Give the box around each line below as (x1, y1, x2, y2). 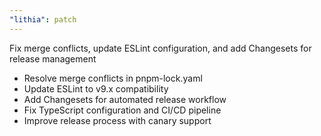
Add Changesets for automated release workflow (23, 93, 227, 105)
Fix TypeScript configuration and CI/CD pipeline (23, 104, 222, 116)
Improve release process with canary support (23, 114, 212, 126)
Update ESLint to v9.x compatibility (23, 82, 169, 95)
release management (9, 52, 97, 65)
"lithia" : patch (9, 14, 77, 25)
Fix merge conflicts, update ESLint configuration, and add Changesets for (9, 42, 312, 54)
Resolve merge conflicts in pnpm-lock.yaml (23, 72, 203, 84)
